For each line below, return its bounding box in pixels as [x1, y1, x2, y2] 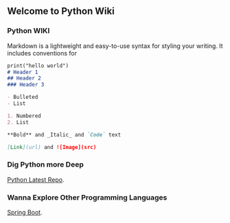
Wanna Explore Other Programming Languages [7, 192, 168, 202]
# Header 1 [7, 69, 38, 75]
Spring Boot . [7, 209, 43, 217]
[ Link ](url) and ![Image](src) [7, 143, 97, 150]
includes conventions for [7, 49, 78, 57]
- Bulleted [7, 94, 38, 101]
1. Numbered [7, 113, 41, 119]
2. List [7, 119, 30, 126]
